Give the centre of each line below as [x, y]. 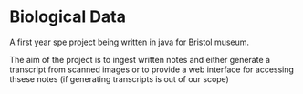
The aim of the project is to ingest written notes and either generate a [140, 59]
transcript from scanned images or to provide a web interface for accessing [152, 69]
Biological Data [68, 17]
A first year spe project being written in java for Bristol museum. [129, 42]
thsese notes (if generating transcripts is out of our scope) [120, 78]
